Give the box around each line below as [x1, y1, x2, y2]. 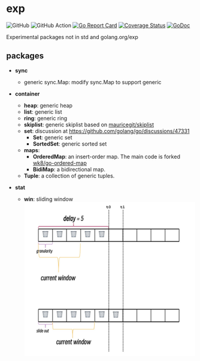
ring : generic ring [23, 114, 68, 122]
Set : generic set [32, 134, 73, 141]
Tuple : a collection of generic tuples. [23, 172, 115, 179]
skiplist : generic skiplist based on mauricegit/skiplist [23, 121, 154, 128]
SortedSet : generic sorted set [32, 140, 107, 147]
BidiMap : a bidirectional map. [32, 165, 106, 173]
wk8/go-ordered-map [32, 159, 87, 167]
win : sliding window [23, 195, 74, 203]
